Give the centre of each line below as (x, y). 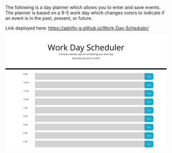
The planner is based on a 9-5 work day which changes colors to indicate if (85, 13)
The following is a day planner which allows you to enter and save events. (83, 7)
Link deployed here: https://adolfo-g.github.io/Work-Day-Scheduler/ (77, 28)
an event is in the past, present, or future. (49, 18)
